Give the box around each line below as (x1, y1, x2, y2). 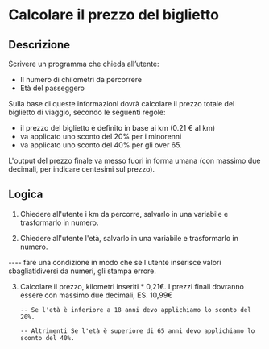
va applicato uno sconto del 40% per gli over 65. (19, 140, 183, 150)
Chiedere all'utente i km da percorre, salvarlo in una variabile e (19, 209, 229, 218)
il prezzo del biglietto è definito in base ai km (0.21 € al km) (19, 123, 216, 132)
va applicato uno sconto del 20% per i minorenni (19, 131, 182, 141)
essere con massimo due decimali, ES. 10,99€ (19, 290, 173, 300)
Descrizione (8, 38, 71, 52)
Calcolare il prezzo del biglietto (8, 6, 220, 24)
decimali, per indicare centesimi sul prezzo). (8, 164, 155, 174)
